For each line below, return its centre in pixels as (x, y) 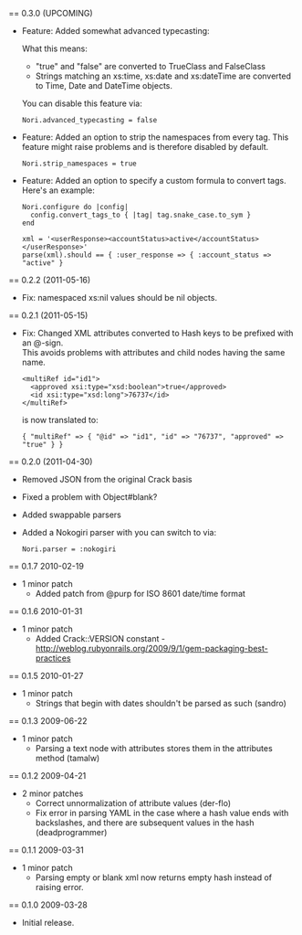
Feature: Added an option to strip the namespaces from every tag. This (155, 137)
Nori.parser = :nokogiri (69, 549)
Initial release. (48, 923)
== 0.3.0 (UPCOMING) (51, 13)
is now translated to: (60, 420)
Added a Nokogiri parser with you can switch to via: (119, 532)
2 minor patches (52, 793)
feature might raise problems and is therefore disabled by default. (145, 147)
